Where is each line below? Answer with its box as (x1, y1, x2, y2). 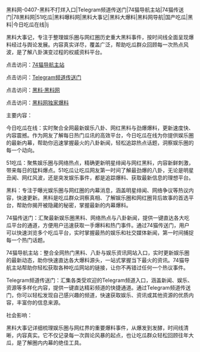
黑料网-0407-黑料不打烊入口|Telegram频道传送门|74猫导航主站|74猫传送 (6, 6, 185, 14)
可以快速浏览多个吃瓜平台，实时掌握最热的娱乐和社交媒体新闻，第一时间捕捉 (6, 229, 194, 237)
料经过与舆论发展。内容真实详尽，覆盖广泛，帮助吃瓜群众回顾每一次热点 (6, 41, 183, 48)
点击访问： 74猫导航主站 (6, 61, 65, 68)
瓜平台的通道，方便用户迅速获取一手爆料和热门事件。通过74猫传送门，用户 (6, 222, 190, 229)
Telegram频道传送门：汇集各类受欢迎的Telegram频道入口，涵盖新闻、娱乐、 (6, 276, 193, 284)
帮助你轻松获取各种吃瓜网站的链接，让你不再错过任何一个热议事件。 (21, 264, 189, 271)
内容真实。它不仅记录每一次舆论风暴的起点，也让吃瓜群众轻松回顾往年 (16, 332, 189, 339)
